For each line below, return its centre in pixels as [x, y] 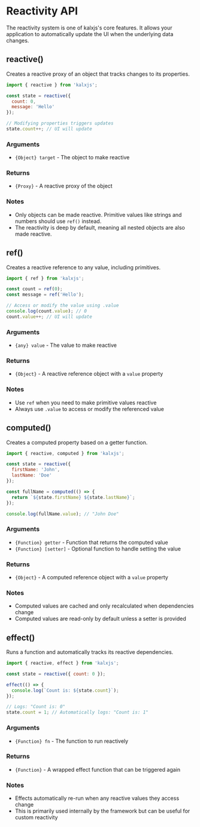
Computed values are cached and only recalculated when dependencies [104, 606]
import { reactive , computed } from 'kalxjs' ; [65, 453]
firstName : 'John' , [36, 470]
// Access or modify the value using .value [63, 306]
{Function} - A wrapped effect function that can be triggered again [98, 769]
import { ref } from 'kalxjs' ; [45, 278]
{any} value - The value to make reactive [66, 345]
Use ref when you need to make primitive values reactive [86, 402]
